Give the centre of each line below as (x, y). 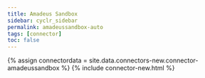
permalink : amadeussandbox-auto (55, 27)
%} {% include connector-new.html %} (118, 68)
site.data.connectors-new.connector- (143, 60)
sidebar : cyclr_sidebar (43, 21)
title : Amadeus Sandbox (43, 14)
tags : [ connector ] (35, 34)
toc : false (23, 40)
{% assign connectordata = (47, 60)
